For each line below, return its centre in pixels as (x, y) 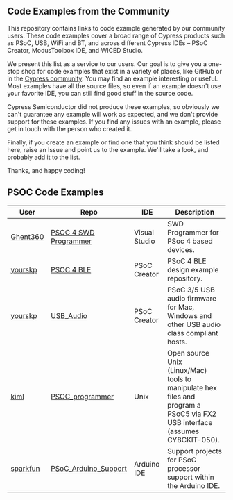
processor (184, 468)
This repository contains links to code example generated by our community (116, 28)
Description (195, 212)
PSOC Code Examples (55, 193)
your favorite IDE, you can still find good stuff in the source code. (100, 93)
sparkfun (25, 468)
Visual (144, 232)
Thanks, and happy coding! (46, 170)
